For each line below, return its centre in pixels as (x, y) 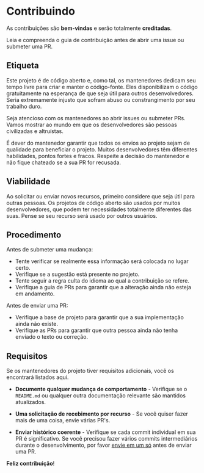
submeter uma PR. (30, 46)
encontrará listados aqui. (38, 377)
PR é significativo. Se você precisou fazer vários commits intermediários (106, 439)
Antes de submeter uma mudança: (50, 250)
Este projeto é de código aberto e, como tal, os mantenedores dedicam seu (101, 80)
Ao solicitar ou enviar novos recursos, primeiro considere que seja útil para (101, 196)
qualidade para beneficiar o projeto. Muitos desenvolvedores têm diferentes (102, 149)
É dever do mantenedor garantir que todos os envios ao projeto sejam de (98, 143)
